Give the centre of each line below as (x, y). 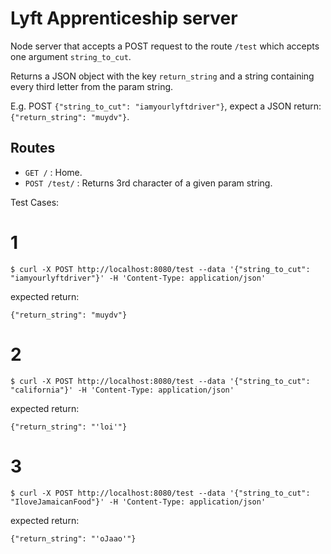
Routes (33, 148)
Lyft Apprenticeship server (124, 18)
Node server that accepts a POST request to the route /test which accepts (165, 46)
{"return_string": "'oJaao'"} (73, 538)
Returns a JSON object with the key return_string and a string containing (162, 76)
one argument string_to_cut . (71, 56)
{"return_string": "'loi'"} (69, 427)
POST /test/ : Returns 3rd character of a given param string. (148, 183)
